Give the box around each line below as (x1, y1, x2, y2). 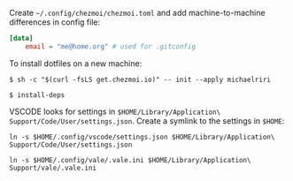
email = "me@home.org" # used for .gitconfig (25, 41, 197, 51)
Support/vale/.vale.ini (9, 163, 97, 172)
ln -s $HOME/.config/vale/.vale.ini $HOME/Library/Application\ (9, 155, 251, 164)
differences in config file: (9, 17, 101, 27)
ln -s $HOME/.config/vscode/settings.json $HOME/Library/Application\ (9, 132, 275, 141)
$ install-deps (9, 90, 66, 100)
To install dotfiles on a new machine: (9, 57, 143, 69)
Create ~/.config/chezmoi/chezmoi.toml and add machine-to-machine (9, 8, 266, 18)
